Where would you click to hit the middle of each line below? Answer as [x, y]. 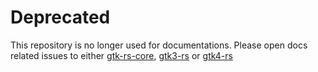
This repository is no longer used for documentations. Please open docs [159, 45]
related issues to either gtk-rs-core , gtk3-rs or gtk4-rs [121, 55]
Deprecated [60, 17]
